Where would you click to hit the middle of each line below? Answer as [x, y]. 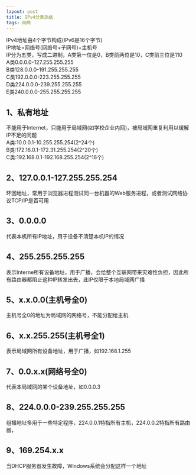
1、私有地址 [27, 112]
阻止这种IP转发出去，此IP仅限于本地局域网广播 [88, 279]
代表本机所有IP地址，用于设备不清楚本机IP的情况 [65, 236]
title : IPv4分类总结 [30, 17]
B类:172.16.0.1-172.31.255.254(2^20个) [52, 150]
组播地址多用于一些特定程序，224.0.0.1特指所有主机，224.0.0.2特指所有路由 [98, 422]
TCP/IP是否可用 [30, 201]
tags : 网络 [19, 22]
